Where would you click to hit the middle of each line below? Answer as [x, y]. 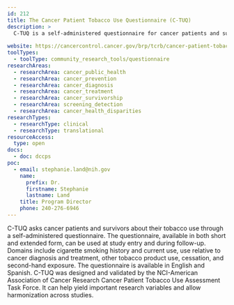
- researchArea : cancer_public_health [70, 72]
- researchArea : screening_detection [68, 105]
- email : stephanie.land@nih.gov [62, 169]
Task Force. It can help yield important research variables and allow [104, 288]
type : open [29, 144]
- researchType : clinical [51, 124]
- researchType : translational [59, 131]
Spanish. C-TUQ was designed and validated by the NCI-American [103, 272]
